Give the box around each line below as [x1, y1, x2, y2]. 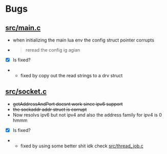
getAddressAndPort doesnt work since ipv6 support [12, 101, 123, 107]
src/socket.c [5, 87, 47, 96]
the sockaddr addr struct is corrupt [12, 106, 87, 113]
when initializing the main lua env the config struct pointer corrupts [12, 37, 155, 43]
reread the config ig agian [25, 47, 80, 53]
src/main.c [5, 24, 41, 32]
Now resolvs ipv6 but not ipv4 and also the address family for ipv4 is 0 [12, 112, 162, 118]
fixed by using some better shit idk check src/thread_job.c [20, 143, 143, 149]
